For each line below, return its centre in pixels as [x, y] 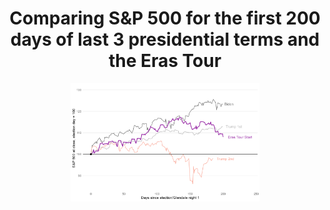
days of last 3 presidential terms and [165, 39]
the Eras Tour [165, 61]
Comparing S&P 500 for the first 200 [165, 18]
